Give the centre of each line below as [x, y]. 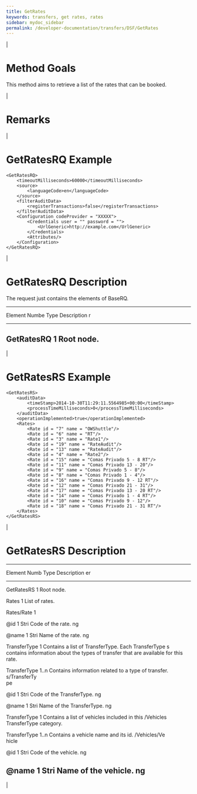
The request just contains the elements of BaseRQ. [67, 298]
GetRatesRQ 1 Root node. [53, 339]
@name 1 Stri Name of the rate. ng [47, 635]
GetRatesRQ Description [67, 282]
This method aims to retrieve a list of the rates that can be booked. [86, 85]
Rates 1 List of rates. [30, 601]
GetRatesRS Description [66, 551]
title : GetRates [26, 11]
